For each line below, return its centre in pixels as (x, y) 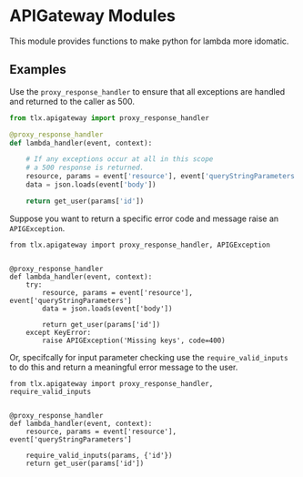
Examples (38, 70)
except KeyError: (59, 332)
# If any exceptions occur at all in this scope (120, 159)
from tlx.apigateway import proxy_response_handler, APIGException (140, 245)
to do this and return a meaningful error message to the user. (124, 367)
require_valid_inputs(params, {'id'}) (99, 455)
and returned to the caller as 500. (72, 101)
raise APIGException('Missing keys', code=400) (134, 340)
